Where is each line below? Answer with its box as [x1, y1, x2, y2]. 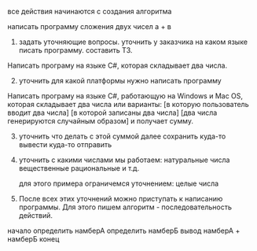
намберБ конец [7, 234, 60, 243]
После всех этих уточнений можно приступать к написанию [18, 194, 223, 203]
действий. [18, 211, 53, 220]
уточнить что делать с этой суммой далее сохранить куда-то [18, 131, 226, 141]
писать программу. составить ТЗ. [18, 46, 133, 54]
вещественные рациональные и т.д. [18, 164, 140, 172]
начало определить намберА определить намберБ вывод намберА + [7, 226, 240, 235]
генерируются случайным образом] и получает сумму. [7, 116, 194, 125]
